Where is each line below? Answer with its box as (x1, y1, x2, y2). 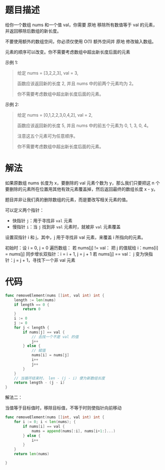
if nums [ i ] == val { (23, 424, 65, 429)
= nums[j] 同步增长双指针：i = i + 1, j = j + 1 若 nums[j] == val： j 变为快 (5, 251, 149, 257)
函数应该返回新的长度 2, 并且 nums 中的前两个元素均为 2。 (17, 80, 136, 86)
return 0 (23, 307, 41, 312)
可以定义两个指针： (5, 207, 44, 213)
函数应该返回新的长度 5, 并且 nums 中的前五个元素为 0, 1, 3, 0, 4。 (17, 122, 151, 128)
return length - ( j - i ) (14, 380, 65, 385)
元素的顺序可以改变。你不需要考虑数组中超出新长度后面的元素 (5, 49, 131, 55)
